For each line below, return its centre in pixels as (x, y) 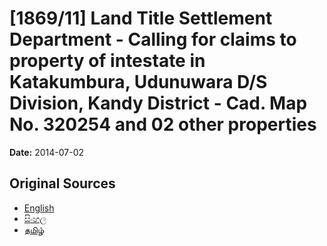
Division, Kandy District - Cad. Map (158, 103)
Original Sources (62, 183)
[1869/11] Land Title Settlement (141, 18)
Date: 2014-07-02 (47, 152)
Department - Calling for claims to (153, 39)
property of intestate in (107, 61)
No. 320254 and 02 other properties (163, 124)
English (39, 208)
